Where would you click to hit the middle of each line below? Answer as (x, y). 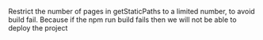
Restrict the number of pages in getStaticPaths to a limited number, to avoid (131, 11)
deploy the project (38, 28)
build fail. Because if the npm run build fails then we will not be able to (122, 20)
